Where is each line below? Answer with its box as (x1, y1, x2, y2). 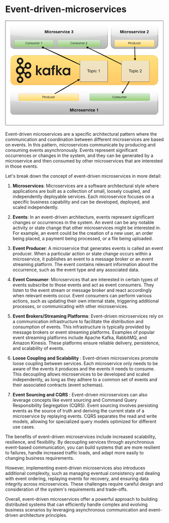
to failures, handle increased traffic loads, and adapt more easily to (5, 450, 144, 456)
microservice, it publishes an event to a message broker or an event (12, 256, 153, 262)
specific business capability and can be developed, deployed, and (12, 199, 150, 205)
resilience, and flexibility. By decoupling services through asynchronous (5, 439, 154, 445)
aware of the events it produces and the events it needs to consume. (12, 366, 155, 372)
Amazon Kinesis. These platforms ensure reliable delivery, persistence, (12, 340, 160, 346)
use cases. (12, 424, 35, 430)
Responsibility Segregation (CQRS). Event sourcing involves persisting (12, 402, 158, 408)
